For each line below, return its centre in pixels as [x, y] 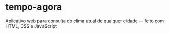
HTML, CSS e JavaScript [31, 26]
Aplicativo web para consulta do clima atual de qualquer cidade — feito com [85, 21]
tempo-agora [34, 7]
